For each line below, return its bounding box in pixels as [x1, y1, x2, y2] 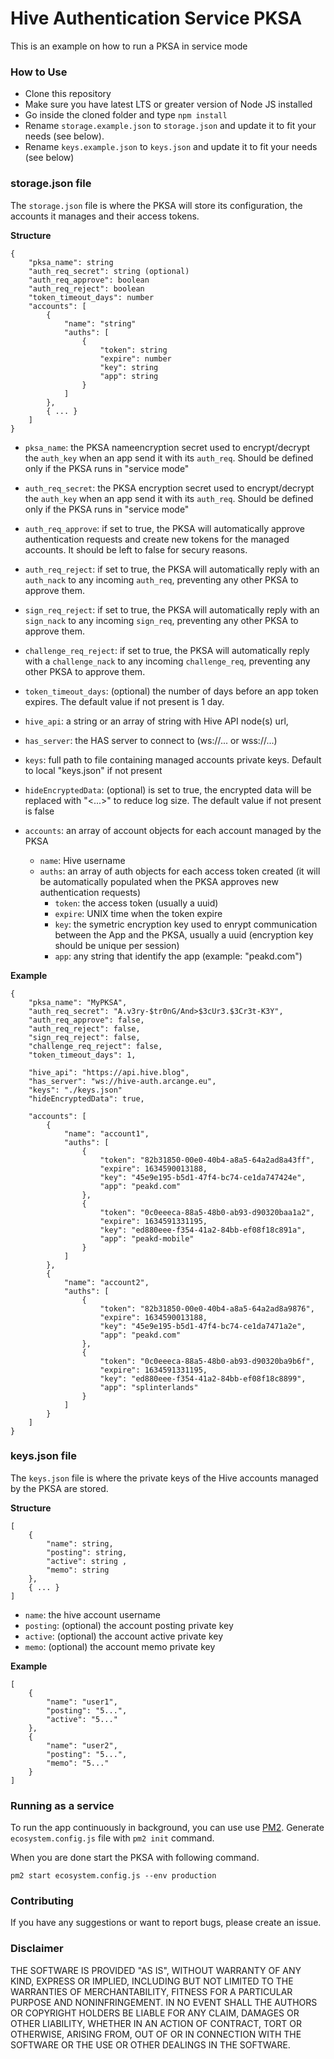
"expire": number [99, 353, 172, 364]
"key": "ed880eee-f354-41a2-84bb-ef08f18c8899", [99, 1373, 307, 1384]
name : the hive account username [24, 1608, 161, 1621]
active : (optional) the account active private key [24, 1630, 224, 1642]
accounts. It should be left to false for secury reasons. [24, 543, 248, 556]
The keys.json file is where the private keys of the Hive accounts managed [10, 1472, 319, 1484]
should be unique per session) [54, 939, 180, 951]
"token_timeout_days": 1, [28, 1050, 137, 1060]
